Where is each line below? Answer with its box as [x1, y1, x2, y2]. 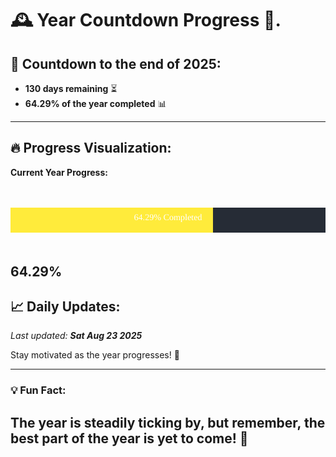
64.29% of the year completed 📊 [24, 98, 167, 109]
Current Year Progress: [10, 166, 108, 178]
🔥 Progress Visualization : [10, 140, 172, 157]
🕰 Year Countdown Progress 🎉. [10, 9, 282, 32]
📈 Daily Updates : [10, 298, 121, 315]
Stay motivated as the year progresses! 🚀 [10, 349, 180, 361]
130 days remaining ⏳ [24, 83, 118, 94]
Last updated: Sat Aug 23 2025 [10, 330, 143, 342]
